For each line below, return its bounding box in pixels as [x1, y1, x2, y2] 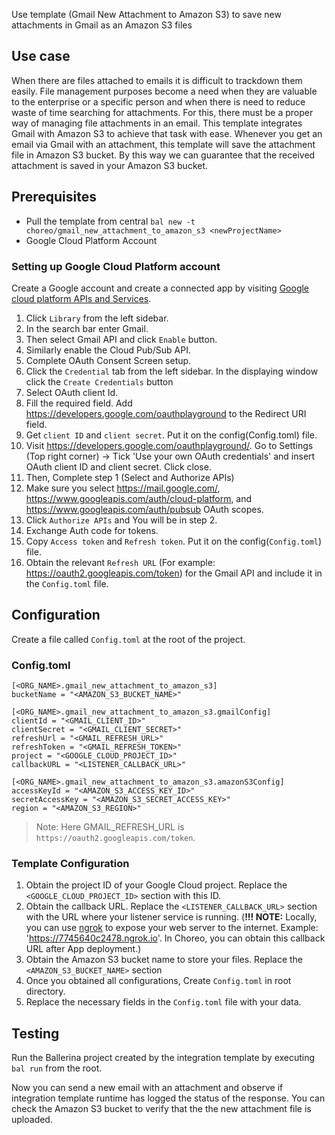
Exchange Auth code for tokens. [25, 524, 159, 536]
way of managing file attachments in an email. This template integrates [11, 117, 303, 129]
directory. [25, 985, 66, 998]
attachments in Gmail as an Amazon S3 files [11, 19, 193, 31]
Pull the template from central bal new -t [25, 215, 196, 227]
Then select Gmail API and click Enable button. [25, 333, 218, 345]
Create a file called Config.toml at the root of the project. [11, 633, 246, 645]
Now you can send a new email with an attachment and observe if [11, 1082, 284, 1094]
